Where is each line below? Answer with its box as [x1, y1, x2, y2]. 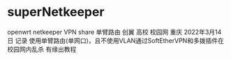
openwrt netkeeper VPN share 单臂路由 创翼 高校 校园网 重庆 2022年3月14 [7, 28, 222, 36]
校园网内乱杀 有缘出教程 [7, 45, 77, 53]
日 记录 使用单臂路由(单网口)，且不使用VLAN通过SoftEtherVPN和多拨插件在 [7, 36, 225, 45]
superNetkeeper [7, 4, 105, 20]
